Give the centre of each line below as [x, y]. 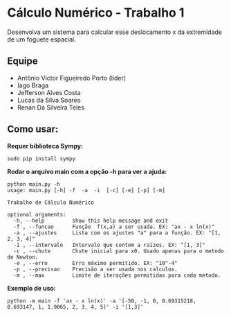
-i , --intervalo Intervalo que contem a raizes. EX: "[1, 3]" [110, 245]
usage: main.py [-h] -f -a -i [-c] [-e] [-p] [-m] [86, 190]
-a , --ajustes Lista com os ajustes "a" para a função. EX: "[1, [117, 233]
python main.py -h [34, 184]
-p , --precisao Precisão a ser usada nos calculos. [95, 269]
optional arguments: [37, 214]
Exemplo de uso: [32, 288]
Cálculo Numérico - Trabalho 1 [96, 13]
